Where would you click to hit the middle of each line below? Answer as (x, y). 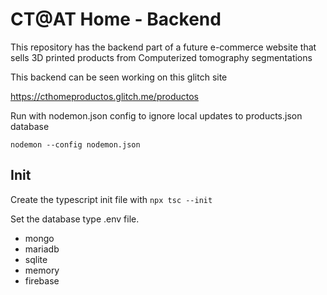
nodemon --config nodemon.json (75, 144)
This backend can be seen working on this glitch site (119, 77)
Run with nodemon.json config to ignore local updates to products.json (156, 115)
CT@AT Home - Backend (116, 19)
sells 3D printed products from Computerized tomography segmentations (161, 57)
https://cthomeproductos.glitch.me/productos (104, 96)
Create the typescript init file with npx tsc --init (111, 199)
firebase (42, 280)
